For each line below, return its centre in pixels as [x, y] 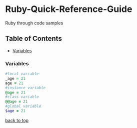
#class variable [22, 97]
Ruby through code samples [34, 23]
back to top [17, 120]
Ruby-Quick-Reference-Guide [69, 9]
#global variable [23, 106]
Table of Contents [34, 39]
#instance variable [25, 88]
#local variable [22, 74]
